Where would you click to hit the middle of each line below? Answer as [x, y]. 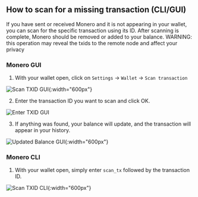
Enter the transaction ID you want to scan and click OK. [82, 101]
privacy [15, 49]
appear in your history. [42, 130]
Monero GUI [24, 65]
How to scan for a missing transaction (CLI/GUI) [96, 10]
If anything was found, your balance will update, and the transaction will [103, 124]
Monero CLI [23, 157]
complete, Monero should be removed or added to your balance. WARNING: [99, 37]
